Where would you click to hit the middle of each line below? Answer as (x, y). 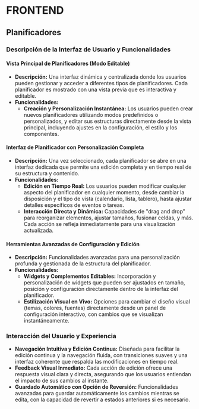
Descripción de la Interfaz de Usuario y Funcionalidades (89, 49)
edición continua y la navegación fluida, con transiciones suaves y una (101, 355)
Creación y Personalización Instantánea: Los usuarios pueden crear (108, 109)
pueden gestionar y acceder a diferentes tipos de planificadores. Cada (101, 83)
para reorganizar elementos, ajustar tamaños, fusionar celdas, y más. (108, 218)
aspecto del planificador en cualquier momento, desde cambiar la (104, 192)
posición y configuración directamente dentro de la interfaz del (101, 289)
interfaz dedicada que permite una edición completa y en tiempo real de (103, 167)
